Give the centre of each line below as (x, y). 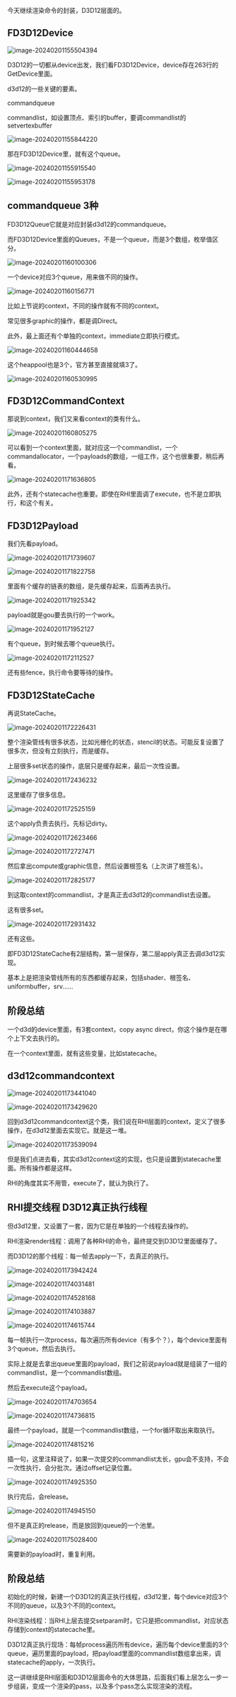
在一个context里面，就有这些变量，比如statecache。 (84, 1053)
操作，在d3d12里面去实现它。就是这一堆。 (69, 1130)
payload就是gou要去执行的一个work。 (63, 615)
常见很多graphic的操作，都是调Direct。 (64, 320)
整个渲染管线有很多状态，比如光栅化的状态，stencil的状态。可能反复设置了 (116, 742)
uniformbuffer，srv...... (40, 986)
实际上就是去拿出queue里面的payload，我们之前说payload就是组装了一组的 (117, 1363)
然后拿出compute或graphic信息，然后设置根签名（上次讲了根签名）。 (107, 866)
